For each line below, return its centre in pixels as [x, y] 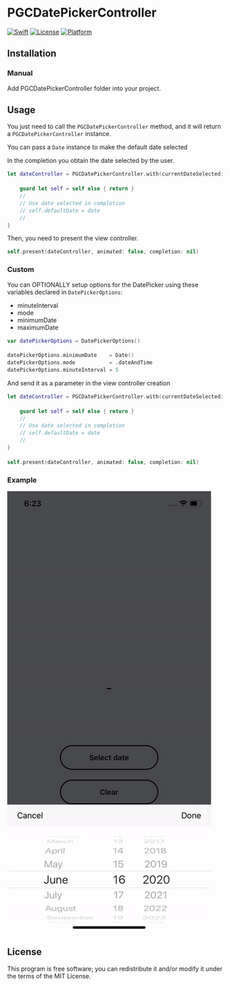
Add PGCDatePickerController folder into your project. [84, 88]
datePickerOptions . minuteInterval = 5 [63, 370]
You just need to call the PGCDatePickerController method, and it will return [114, 126]
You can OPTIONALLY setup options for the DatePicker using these [103, 284]
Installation [32, 54]
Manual [20, 73]
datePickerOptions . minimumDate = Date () [71, 356]
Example [22, 480]
